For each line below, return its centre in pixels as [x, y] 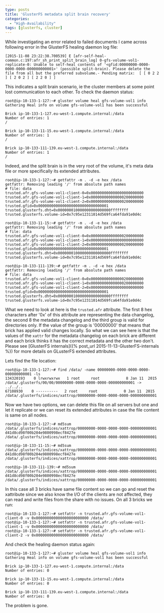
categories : [17, 19]
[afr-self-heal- [90, 56]
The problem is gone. [27, 606]
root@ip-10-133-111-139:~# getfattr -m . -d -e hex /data [66, 266]
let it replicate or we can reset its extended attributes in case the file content [82, 410]
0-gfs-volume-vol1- [119, 60]
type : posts [17, 10]
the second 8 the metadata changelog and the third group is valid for [75, 320]
